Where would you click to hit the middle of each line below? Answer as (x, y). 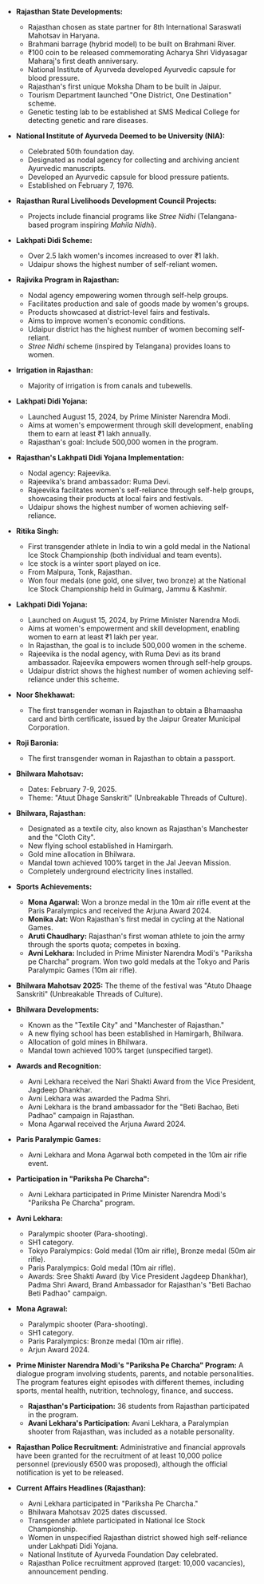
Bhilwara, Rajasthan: (51, 813)
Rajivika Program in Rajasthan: (67, 280)
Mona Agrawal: (41, 1309)
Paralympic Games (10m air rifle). (82, 970)
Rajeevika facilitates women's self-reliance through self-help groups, (141, 490)
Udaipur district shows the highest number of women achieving (132, 671)
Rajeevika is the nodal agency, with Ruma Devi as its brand (124, 654)
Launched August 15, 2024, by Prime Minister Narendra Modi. (129, 416)
